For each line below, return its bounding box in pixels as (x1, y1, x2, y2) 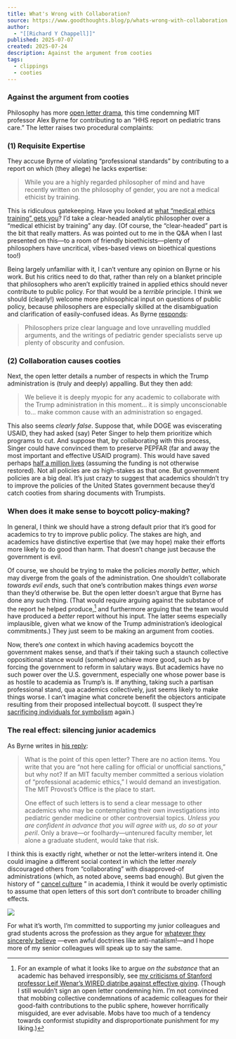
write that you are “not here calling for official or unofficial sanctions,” (24, 763, 226, 771)
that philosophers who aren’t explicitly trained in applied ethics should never (7, 280, 228, 288)
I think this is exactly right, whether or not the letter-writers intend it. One (7, 849, 218, 858)
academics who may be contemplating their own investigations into (24, 806, 220, 815)
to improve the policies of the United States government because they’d (7, 481, 216, 490)
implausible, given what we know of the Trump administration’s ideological (7, 620, 223, 628)
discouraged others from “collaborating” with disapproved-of (7, 865, 185, 873)
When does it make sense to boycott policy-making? (7, 506, 190, 516)
